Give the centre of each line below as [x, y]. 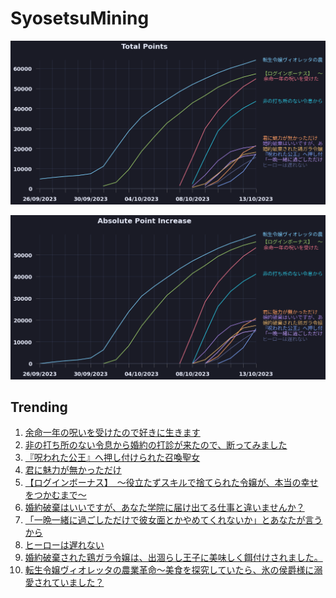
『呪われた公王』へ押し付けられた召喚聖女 [112, 458]
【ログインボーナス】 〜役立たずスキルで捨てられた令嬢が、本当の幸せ [171, 483]
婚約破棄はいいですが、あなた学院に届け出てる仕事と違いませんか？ [164, 508]
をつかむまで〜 [55, 495]
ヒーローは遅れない [64, 545]
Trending [39, 407]
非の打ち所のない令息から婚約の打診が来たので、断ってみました [156, 445]
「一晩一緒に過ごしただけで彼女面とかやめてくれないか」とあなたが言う [173, 520]
